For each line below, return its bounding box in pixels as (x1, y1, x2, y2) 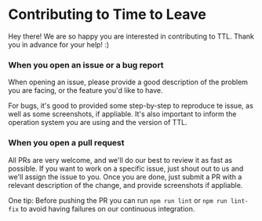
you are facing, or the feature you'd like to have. (8, 86, 163, 95)
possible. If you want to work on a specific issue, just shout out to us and (8, 164, 244, 173)
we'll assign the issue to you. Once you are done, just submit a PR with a (8, 171, 242, 182)
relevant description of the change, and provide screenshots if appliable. (8, 180, 243, 190)
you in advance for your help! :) (8, 39, 110, 49)
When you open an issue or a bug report (8, 59, 164, 70)
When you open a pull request (8, 138, 125, 149)
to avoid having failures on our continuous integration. (20, 204, 195, 213)
